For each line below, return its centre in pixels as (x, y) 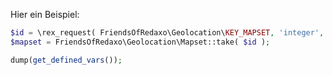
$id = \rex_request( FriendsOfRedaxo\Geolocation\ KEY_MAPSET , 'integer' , (167, 33)
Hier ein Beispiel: (45, 14)
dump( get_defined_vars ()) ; (66, 60)
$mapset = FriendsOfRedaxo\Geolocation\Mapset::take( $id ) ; (140, 42)
